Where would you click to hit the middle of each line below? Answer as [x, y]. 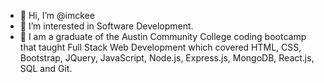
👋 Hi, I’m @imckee [57, 15]
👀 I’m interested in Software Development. [106, 26]
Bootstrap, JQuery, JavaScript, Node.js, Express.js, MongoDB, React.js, [167, 58]
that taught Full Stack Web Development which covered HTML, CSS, [160, 47]
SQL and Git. [46, 68]
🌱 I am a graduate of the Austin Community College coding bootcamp [163, 36]
